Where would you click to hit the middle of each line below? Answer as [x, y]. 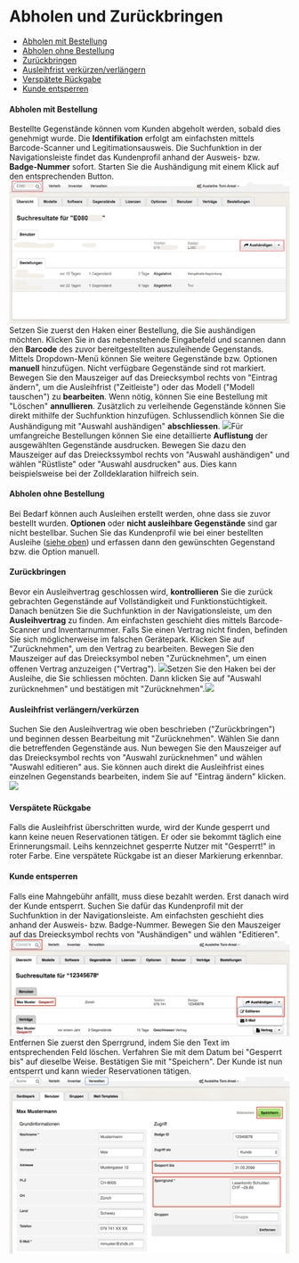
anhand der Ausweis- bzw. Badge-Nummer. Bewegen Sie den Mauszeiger [145, 925]
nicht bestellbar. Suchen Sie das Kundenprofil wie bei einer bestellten [137, 532]
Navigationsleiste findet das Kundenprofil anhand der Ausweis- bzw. [135, 157]
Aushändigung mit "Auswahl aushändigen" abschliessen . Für [126, 426]
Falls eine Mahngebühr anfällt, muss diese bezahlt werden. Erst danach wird [149, 896]
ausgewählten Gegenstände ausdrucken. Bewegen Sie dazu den [128, 445]
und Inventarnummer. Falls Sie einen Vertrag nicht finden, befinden [164, 629]
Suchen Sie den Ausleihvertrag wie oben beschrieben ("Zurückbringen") [142, 729]
